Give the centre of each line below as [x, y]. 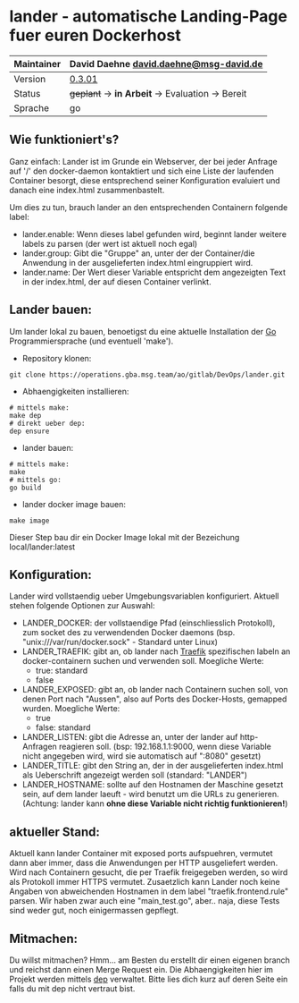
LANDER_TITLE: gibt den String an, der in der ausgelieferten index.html [153, 766]
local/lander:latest [42, 547]
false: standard [63, 727]
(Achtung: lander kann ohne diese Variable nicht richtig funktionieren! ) [155, 803]
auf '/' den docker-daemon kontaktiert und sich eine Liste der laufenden [141, 171]
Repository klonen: [57, 358]
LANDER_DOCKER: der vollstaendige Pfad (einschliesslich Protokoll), [149, 623]
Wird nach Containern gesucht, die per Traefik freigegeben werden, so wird [149, 872]
